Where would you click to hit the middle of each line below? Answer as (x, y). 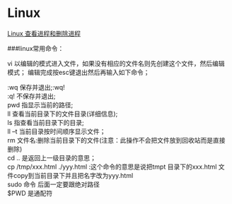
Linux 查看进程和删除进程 (44, 33)
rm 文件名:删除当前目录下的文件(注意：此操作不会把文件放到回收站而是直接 (116, 140)
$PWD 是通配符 (30, 193)
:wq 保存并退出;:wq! (36, 87)
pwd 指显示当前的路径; (40, 104)
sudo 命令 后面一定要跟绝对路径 (54, 184)
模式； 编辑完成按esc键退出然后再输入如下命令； (79, 72)
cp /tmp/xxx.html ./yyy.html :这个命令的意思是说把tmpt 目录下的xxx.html (112, 167)
